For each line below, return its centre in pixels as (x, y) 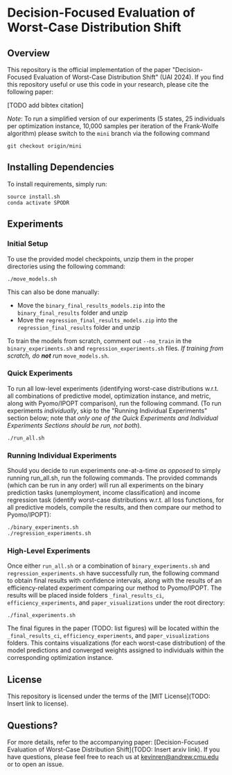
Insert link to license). (38, 704)
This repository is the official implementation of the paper (89, 70)
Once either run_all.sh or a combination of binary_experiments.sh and (108, 566)
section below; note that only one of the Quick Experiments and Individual (113, 418)
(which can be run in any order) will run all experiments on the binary (106, 485)
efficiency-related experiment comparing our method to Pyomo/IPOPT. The (115, 588)
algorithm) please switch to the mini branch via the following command (108, 133)
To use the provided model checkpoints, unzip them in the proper (100, 259)
